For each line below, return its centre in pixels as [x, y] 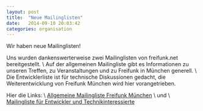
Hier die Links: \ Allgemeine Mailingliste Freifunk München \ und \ [88, 95]
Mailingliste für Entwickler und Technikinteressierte [71, 102]
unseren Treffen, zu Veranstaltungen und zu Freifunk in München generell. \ [101, 71]
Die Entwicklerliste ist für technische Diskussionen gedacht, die [86, 77]
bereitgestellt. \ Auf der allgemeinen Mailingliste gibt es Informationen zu [98, 64]
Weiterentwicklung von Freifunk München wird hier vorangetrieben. [91, 84]
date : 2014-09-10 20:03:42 [43, 23]
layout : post [23, 12]
